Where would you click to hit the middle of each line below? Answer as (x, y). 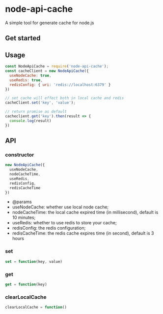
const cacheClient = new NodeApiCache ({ (47, 71)
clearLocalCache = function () (36, 307)
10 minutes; (24, 217)
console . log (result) (30, 121)
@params (22, 202)
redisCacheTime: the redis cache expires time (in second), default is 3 (83, 233)
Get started (23, 38)
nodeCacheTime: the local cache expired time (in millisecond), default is (85, 212)
